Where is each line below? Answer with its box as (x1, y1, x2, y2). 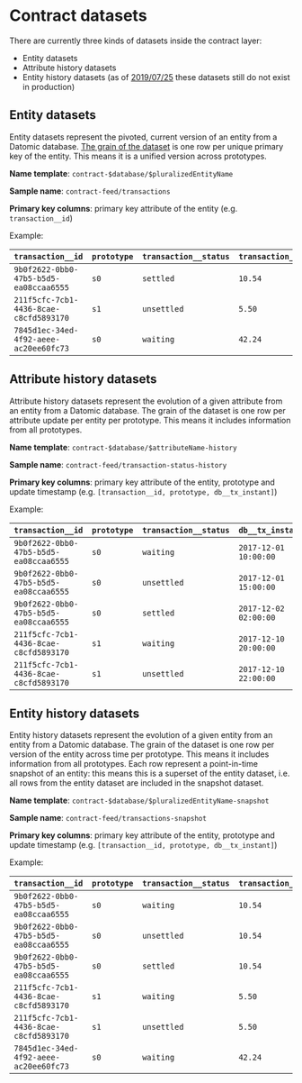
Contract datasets (9, 5, 147, 26)
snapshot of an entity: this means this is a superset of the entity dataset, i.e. (9, 768, 290, 779)
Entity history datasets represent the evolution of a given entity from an (9, 730, 273, 741)
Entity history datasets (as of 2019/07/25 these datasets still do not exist (22, 71, 290, 82)
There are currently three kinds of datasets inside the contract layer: (9, 35, 262, 46)
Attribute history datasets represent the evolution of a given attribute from (9, 396, 283, 406)
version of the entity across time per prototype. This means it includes (9, 749, 270, 760)
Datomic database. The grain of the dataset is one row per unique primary (9, 141, 284, 151)
